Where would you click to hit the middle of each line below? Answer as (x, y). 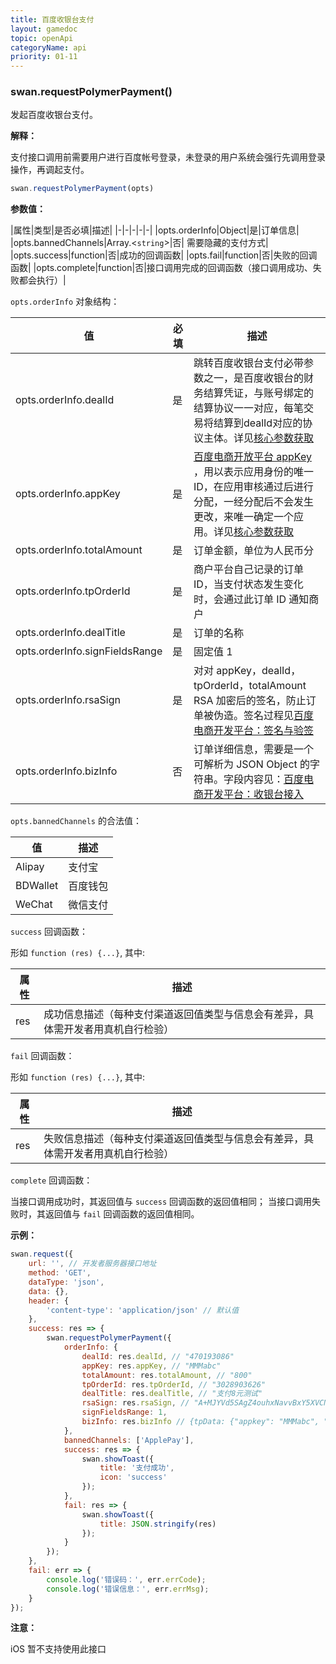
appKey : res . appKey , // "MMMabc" (151, 1366)
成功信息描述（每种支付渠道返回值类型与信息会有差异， (174, 1014)
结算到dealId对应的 (258, 423)
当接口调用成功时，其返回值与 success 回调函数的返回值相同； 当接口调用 (161, 1202)
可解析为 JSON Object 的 (252, 764)
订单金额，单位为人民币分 (253, 551)
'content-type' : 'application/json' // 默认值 (143, 1310)
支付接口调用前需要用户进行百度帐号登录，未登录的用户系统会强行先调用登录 (168, 157)
